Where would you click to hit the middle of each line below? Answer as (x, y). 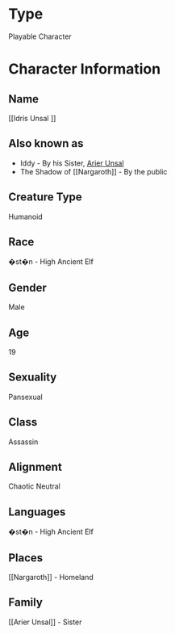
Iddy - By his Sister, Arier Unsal (72, 163)
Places (26, 558)
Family (25, 603)
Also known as (46, 143)
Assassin (23, 442)
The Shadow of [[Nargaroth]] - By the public (94, 171)
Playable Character (40, 36)
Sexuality (33, 378)
